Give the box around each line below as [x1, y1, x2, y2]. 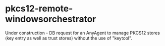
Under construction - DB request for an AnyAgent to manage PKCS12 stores [5, 30, 160, 36]
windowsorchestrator [5, 13, 96, 25]
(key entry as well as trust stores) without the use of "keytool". [5, 35, 132, 41]
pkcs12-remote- [5, 3, 73, 14]
